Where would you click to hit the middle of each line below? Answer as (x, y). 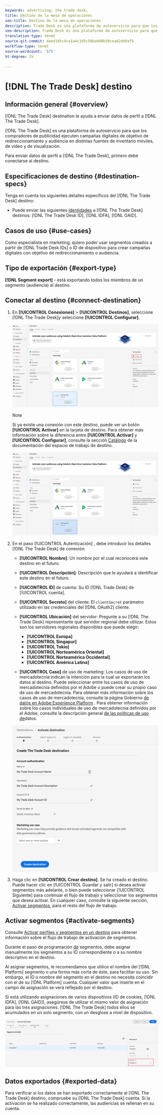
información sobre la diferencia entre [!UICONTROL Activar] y (74, 435)
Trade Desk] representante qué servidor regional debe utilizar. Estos (88, 622)
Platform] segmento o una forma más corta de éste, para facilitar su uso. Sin (81, 972)
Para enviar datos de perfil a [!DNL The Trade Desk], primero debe (72, 156)
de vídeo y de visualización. (33, 146)
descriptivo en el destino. (30, 958)
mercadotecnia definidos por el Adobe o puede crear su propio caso (88, 687)
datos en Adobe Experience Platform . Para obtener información (83, 703)
